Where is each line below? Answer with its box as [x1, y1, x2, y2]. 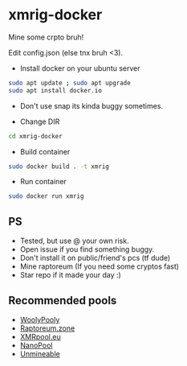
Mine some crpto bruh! [8, 32, 84, 42]
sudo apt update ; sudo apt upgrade [8, 79, 131, 87]
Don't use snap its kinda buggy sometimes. [19, 101, 163, 110]
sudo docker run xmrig [8, 192, 84, 200]
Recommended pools [8, 294, 117, 307]
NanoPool [19, 340, 53, 350]
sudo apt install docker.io [8, 86, 103, 94]
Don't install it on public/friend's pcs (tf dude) [19, 253, 171, 263]
